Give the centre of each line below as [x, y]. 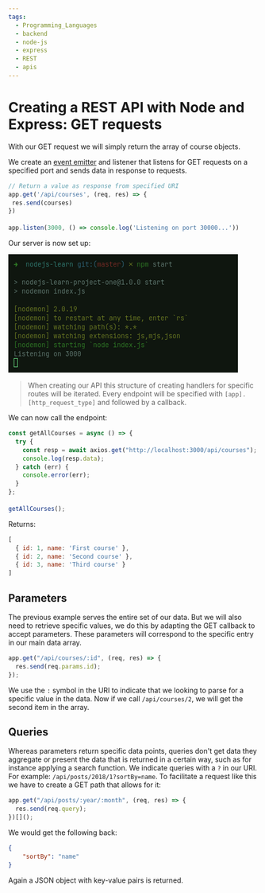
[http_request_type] [61, 403]
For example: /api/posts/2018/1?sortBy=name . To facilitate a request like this [132, 777]
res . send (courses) [42, 203]
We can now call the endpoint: [58, 418]
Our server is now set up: [50, 244]
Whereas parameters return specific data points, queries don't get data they [133, 751]
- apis [26, 68]
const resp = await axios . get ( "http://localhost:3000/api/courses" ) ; [140, 450]
